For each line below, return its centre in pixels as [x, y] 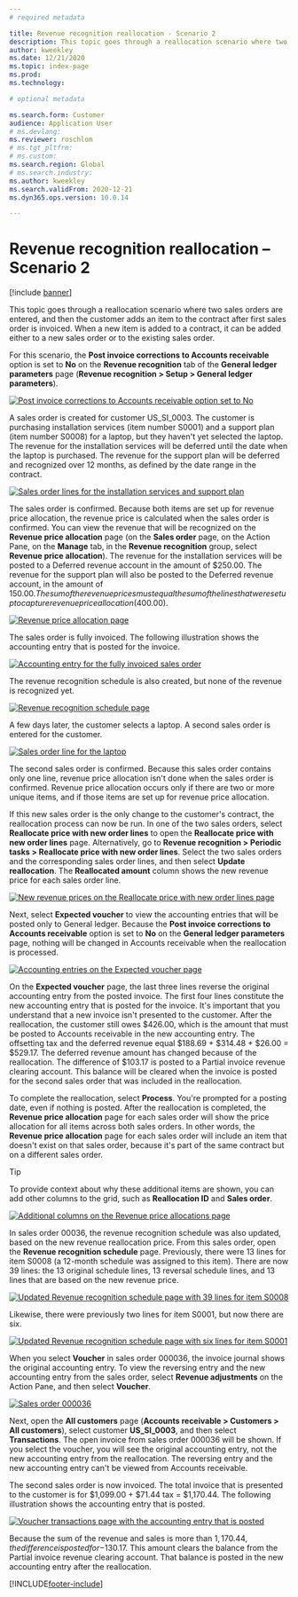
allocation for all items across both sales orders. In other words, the [132, 1127]
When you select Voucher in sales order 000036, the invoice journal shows [147, 1358]
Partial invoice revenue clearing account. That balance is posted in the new [146, 1557]
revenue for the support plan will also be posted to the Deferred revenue [141, 575]
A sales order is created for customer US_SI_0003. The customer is [132, 418]
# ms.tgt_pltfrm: [41, 148]
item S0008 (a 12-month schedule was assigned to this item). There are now [149, 1262]
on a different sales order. [56, 1155]
